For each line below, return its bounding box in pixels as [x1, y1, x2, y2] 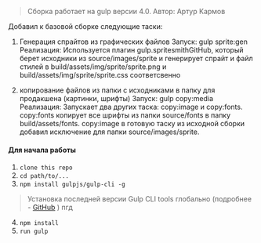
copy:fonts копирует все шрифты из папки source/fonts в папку [19, 111, 231, 120]
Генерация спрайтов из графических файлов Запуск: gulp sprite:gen [19, 37, 248, 46]
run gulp [19, 227, 49, 236]
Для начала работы [8, 145, 76, 154]
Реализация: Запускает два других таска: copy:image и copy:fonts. [19, 102, 243, 111]
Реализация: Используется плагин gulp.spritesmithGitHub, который [19, 45, 244, 54]
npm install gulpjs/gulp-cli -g [19, 180, 125, 189]
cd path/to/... [19, 172, 70, 180]
